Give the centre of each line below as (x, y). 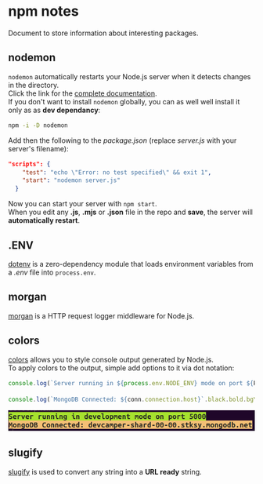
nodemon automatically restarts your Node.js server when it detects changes (130, 76)
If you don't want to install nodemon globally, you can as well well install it (124, 101)
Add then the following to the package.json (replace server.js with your (122, 140)
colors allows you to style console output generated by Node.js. (111, 359)
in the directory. (34, 85)
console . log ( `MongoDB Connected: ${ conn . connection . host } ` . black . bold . (127, 400)
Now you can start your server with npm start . (83, 204)
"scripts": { (29, 164)
